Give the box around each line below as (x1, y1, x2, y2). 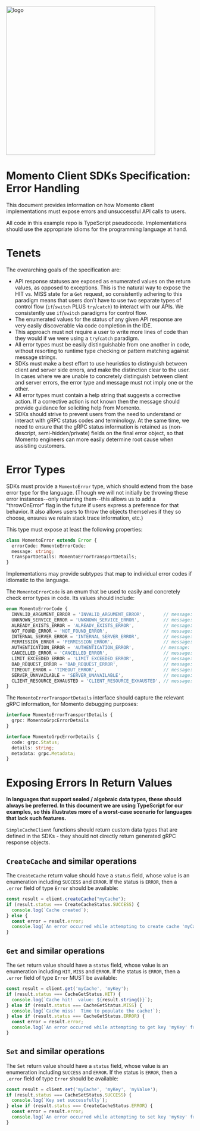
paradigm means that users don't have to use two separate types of (14, 296, 182, 304)
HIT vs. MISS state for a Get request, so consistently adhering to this (14, 290, 183, 297)
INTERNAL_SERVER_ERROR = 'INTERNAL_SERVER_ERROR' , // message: (11, 633, 193, 639)
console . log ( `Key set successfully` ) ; (11, 1098, 108, 1104)
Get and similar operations (6, 946, 105, 956)
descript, (14, 429, 37, 436)
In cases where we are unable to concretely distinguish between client (14, 372, 188, 380)
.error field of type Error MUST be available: (6, 974, 117, 981)
